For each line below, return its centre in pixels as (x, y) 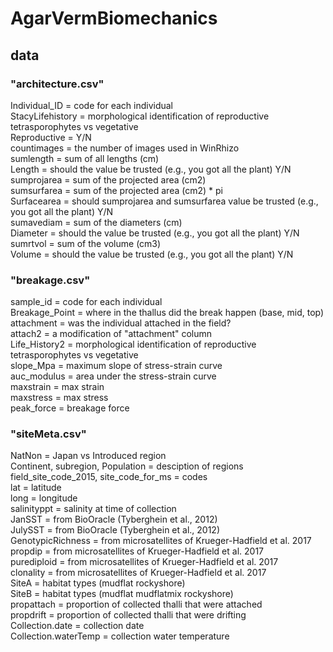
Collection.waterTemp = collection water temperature (120, 636)
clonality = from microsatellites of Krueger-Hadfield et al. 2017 (138, 573)
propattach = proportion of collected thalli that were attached (136, 604)
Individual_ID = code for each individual (92, 105)
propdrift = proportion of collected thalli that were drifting (128, 615)
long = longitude (44, 498)
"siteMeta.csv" (48, 434)
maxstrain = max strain (57, 387)
